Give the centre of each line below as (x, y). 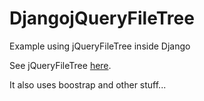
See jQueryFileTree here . (60, 65)
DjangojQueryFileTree (102, 18)
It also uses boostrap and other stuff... (88, 84)
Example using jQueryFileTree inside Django (100, 46)
